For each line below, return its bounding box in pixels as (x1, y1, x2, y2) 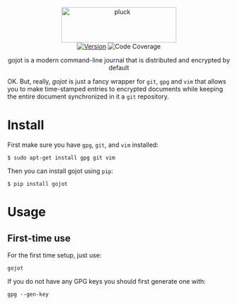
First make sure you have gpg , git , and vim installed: (7, 140, 159, 149)
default (108, 64, 129, 72)
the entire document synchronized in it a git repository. (7, 92, 170, 101)
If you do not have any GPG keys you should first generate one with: (7, 277, 207, 285)
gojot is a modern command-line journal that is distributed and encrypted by (7, 56, 231, 64)
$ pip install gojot (7, 180, 69, 187)
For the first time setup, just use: (7, 250, 102, 259)
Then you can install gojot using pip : (7, 167, 114, 175)
